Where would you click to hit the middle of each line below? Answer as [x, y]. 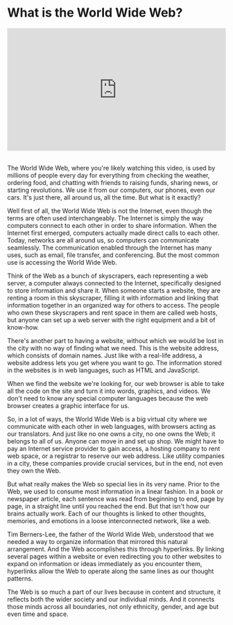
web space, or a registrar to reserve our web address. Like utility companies [116, 456]
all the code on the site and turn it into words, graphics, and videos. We [109, 391]
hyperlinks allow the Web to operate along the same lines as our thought [111, 571]
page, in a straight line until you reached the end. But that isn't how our [109, 507]
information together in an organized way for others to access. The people [113, 306]
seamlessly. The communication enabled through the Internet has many [110, 248]
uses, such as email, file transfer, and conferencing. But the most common [113, 255]
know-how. [23, 328]
